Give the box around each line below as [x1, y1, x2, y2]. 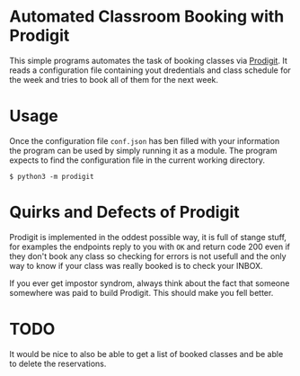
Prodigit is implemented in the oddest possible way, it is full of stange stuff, [9, 231, 287, 242]
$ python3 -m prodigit [9, 172, 94, 181]
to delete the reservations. [9, 358, 107, 369]
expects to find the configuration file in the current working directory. [9, 155, 265, 166]
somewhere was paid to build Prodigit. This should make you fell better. [9, 287, 274, 298]
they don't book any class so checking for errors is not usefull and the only [9, 250, 287, 262]
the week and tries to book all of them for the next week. [9, 74, 218, 85]
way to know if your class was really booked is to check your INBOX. [9, 260, 263, 271]
